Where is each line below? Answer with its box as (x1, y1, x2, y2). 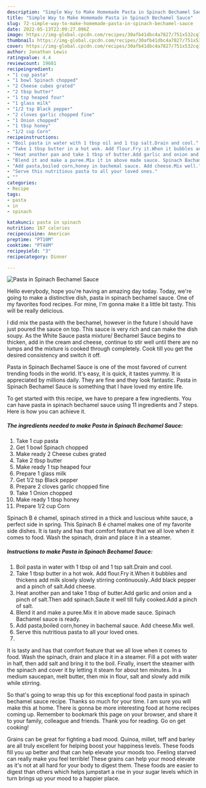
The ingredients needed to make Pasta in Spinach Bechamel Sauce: (7, 422, 183, 429)
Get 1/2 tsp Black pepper (15, 476, 78, 484)
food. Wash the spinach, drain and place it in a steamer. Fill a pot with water (7, 653, 197, 661)
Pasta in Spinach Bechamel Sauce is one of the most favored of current (7, 363, 187, 371)
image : (7, 32, 24, 38)
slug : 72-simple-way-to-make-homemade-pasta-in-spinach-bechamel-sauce (7, 20, 193, 26)
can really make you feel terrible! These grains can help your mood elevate (7, 755, 196, 763)
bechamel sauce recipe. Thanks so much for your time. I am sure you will (7, 698, 191, 705)
